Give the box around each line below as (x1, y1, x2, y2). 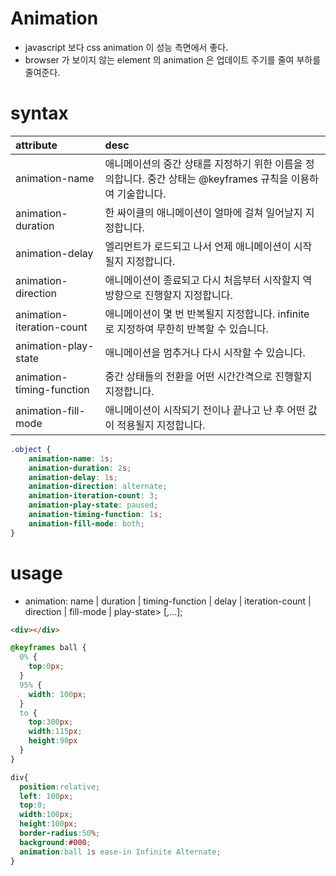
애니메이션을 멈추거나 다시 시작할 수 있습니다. (104, 345, 306, 359)
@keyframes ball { (10, 643, 87, 653)
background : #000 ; (19, 837, 92, 847)
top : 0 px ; (28, 662, 65, 672)
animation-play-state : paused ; (28, 500, 159, 511)
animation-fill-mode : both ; (28, 518, 145, 529)
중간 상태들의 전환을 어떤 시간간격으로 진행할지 (104, 369, 313, 383)
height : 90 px (28, 736, 78, 746)
